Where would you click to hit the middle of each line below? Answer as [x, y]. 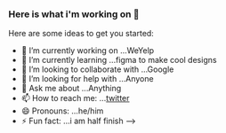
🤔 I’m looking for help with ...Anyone [87, 79]
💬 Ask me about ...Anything [71, 89]
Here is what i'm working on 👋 [74, 14]
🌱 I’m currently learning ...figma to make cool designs [119, 60]
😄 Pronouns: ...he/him [62, 111]
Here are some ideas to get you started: [81, 34]
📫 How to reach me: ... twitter [75, 98]
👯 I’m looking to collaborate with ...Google [97, 69]
